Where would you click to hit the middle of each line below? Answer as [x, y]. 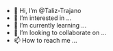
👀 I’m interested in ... [42, 18]
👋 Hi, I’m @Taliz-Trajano [47, 11]
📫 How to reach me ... [45, 40]
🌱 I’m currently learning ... [50, 25]
